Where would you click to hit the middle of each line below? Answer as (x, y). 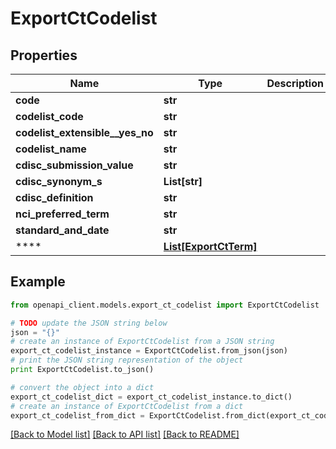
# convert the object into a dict (82, 387)
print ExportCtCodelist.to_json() (82, 370)
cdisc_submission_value (74, 165)
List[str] (183, 181)
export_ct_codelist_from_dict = (77, 415)
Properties (44, 55)
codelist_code (49, 116)
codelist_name (51, 149)
